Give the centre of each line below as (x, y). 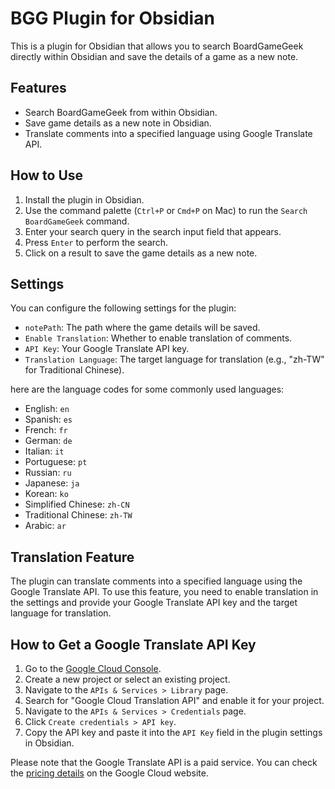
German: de (48, 441)
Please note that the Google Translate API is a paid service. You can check (164, 762)
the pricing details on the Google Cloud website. (109, 773)
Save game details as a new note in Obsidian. (118, 123)
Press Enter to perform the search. (96, 242)
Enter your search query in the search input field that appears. (153, 231)
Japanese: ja (52, 483)
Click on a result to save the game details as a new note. (141, 253)
